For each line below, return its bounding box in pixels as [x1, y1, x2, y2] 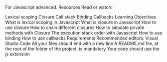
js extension [5, 51, 30, 57]
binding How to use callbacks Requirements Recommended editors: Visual [5, 35, 158, 41]
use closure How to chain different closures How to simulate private [5, 24, 145, 30]
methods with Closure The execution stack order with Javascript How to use [5, 30, 163, 35]
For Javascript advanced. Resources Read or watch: [5, 4, 113, 10]
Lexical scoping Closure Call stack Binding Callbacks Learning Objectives [5, 14, 156, 19]
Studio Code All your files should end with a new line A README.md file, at [5, 40, 159, 46]
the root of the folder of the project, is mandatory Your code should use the [5, 46, 160, 51]
